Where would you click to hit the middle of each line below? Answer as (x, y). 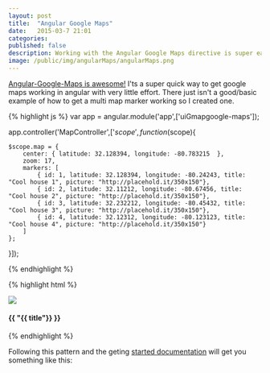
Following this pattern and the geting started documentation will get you (127, 352)
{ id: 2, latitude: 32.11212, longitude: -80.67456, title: (140, 189)
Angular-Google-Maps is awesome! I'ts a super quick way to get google (127, 83)
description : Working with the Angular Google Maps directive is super (131, 53)
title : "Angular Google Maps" (61, 23)
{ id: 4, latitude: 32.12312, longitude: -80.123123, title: (142, 217)
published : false (37, 46)
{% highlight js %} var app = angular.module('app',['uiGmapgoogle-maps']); (134, 116)
